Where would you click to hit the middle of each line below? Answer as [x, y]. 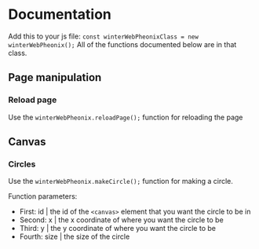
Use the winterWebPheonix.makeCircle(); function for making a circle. [121, 181]
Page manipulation [55, 77]
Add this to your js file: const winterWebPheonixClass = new [103, 36]
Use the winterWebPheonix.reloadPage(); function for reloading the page [126, 117]
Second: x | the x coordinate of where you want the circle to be [121, 220]
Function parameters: [43, 196]
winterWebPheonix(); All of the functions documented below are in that [122, 44]
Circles [22, 164]
